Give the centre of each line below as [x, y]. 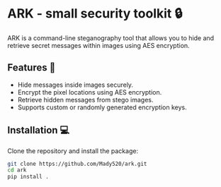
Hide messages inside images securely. [75, 85]
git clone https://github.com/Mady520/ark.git [77, 164]
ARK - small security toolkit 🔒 [95, 14]
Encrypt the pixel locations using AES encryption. [90, 92]
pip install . [28, 177]
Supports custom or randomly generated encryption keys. [102, 107]
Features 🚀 [32, 68]
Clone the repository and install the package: [73, 151]
